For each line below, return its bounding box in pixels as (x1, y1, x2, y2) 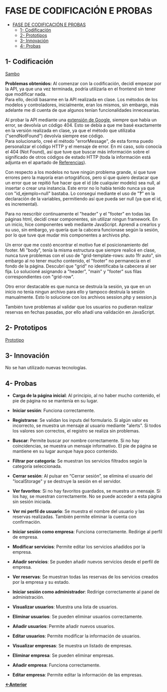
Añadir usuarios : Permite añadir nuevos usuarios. (12, 623, 116, 629)
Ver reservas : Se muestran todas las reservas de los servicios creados (12, 574, 159, 580)
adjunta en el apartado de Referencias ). (5, 159, 86, 165)
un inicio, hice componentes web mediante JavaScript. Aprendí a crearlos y (5, 221, 161, 227)
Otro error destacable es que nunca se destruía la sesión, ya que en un (5, 283, 151, 289)
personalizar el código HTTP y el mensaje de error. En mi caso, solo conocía (5, 143, 162, 149)
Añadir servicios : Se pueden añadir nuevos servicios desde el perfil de (12, 559, 160, 565)
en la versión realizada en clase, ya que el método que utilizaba (5, 127, 136, 133)
